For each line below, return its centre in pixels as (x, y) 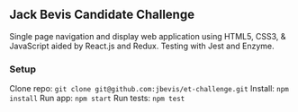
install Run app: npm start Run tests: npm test (97, 99)
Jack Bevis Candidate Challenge (102, 15)
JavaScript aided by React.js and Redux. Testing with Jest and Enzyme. (142, 46)
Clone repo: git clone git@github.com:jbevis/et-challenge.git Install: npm (149, 89)
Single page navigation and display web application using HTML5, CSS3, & (148, 36)
